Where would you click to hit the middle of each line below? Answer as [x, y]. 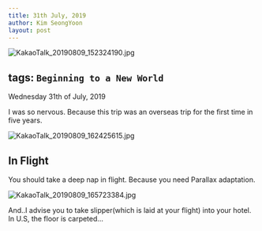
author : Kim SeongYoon [45, 23]
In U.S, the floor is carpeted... [56, 219]
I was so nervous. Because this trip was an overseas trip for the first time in [131, 112]
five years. [25, 120]
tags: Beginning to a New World [86, 77]
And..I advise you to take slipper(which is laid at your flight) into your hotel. [130, 210]
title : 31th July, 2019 [47, 15]
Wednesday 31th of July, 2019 [57, 97]
